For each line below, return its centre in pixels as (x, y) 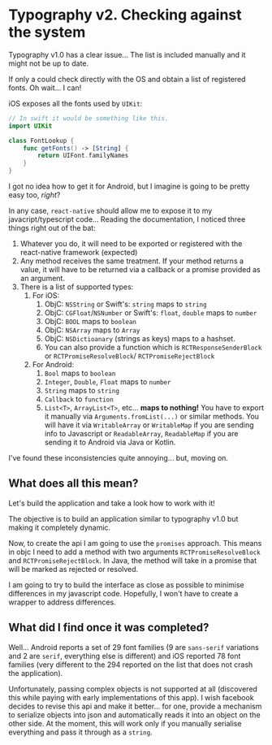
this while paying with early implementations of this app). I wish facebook (131, 697)
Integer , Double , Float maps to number (108, 382)
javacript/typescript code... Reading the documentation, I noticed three (127, 219)
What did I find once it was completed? (109, 628)
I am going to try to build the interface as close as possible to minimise (127, 585)
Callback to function (79, 399)
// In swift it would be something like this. (89, 118)
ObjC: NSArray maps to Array (92, 330)
